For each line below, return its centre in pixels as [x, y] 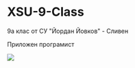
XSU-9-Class [46, 12]
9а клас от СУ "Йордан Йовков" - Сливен [68, 31]
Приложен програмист [41, 44]
